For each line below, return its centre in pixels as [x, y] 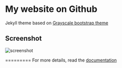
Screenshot [24, 38]
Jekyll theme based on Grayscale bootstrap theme [57, 23]
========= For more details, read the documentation [61, 60]
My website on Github [51, 9]
